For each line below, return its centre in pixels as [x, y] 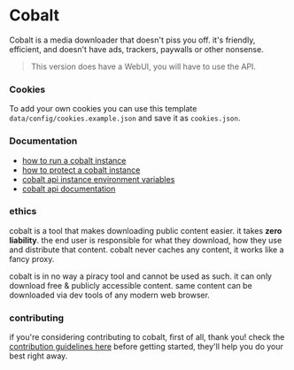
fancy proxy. [32, 258]
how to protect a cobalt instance [81, 170]
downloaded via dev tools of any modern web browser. [110, 295]
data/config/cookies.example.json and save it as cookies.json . [125, 118]
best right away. [39, 356]
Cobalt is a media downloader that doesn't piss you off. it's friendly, [132, 40]
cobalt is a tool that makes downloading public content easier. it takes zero [146, 230]
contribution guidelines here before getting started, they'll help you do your [146, 347]
